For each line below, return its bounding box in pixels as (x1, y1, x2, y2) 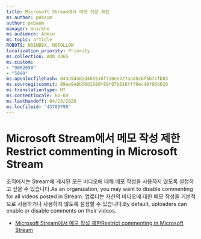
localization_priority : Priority (6, 48, 90, 54)
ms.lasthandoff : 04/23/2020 (6, 98, 77, 104)
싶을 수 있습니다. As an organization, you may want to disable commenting (12, 186, 193, 193)
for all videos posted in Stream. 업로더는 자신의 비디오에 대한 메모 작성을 (6, 193, 180, 200)
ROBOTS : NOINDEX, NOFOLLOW (6, 43, 74, 49)
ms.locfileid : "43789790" (6, 103, 71, 110)
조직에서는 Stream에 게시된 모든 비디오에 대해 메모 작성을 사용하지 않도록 (6, 178, 178, 185)
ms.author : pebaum (6, 14, 52, 20)
